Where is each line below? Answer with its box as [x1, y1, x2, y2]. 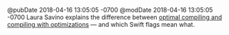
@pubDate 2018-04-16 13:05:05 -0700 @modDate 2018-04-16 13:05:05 [7, 6, 213, 14]
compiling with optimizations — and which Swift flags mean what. [7, 21, 196, 28]
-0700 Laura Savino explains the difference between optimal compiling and [7, 13, 222, 21]
